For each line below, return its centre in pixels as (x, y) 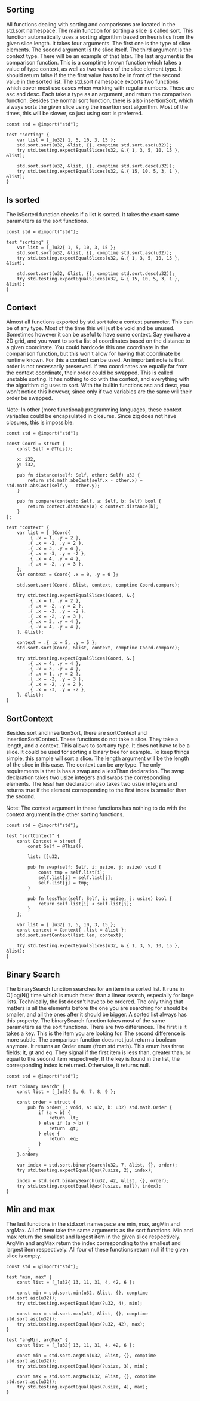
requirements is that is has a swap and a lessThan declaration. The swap (96, 771)
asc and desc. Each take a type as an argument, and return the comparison (99, 94)
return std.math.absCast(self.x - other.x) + (85, 481)
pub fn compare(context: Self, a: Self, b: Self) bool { (89, 502)
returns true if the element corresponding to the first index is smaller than (96, 790)
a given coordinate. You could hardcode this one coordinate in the (87, 347)
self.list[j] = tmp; (64, 883)
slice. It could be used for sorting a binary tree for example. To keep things (98, 752)
